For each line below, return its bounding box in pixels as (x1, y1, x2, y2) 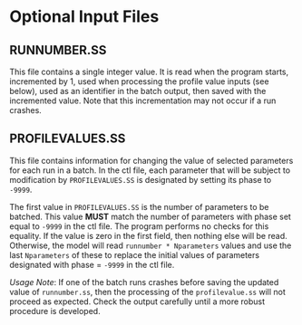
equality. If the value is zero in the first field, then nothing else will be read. (9, 230, 287, 241)
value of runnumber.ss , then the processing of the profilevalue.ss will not (9, 286, 286, 297)
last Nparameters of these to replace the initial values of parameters (9, 249, 260, 260)
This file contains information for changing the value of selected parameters (9, 155, 294, 166)
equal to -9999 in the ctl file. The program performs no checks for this (9, 220, 269, 232)
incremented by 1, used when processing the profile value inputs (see (9, 76, 269, 87)
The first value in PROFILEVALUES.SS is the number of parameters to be (9, 201, 269, 212)
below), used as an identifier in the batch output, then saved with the (9, 86, 267, 96)
